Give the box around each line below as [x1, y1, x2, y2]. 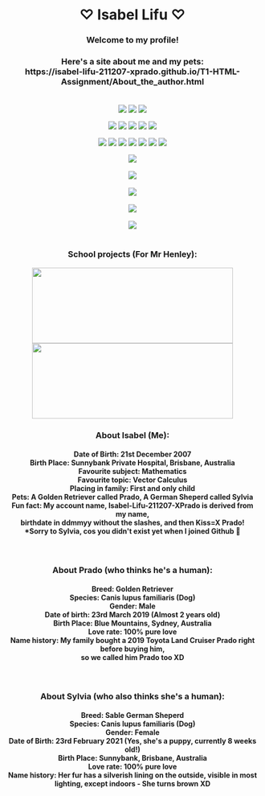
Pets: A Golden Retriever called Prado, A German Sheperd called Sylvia [11, 493, 254, 502]
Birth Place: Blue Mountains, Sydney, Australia [53, 618, 212, 629]
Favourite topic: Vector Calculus [77, 475, 188, 485]
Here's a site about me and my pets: [61, 56, 204, 68]
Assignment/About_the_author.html [60, 76, 205, 88]
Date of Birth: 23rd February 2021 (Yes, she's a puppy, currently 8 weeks [8, 736, 257, 746]
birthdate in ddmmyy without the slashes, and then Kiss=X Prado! [20, 518, 245, 528]
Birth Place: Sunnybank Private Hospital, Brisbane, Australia [29, 458, 236, 468]
